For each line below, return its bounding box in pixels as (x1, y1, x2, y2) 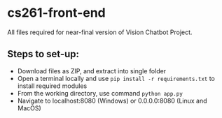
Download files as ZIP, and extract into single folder (17, 66, 167, 75)
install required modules (17, 82, 88, 90)
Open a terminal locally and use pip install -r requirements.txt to (17, 74, 216, 82)
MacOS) (17, 103, 42, 112)
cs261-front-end (7, 5, 106, 21)
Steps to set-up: (7, 48, 79, 60)
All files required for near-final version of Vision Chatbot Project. (7, 28, 193, 36)
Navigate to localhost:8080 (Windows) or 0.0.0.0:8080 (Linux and (17, 96, 208, 105)
